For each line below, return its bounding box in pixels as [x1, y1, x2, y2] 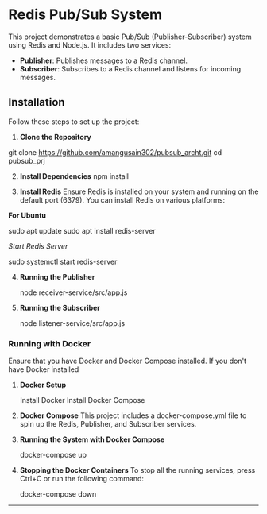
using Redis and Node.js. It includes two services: [8, 40, 172, 49]
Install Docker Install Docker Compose [19, 396, 145, 405]
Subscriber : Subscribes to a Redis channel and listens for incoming [19, 64, 242, 73]
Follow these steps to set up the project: [8, 117, 140, 126]
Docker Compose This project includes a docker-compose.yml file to [19, 411, 247, 420]
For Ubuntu [8, 211, 46, 220]
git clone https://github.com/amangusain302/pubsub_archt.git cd [8, 147, 222, 157]
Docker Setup [19, 380, 67, 390]
